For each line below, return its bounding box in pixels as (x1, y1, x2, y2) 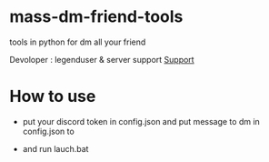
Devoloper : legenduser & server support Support (9, 54, 194, 65)
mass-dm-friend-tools (9, 6, 184, 27)
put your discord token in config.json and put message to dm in (22, 116, 261, 127)
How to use (9, 86, 96, 106)
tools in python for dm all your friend (9, 36, 146, 47)
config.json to (22, 126, 75, 137)
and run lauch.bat (22, 143, 89, 154)
